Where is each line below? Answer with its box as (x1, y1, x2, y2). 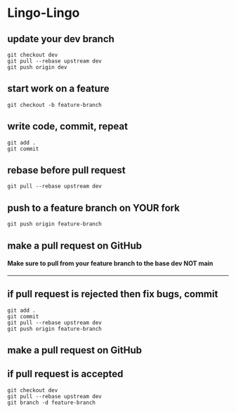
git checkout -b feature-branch (7, 101, 102, 108)
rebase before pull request (7, 164, 126, 176)
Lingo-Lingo (7, 5, 80, 21)
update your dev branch (7, 33, 114, 45)
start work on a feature (7, 83, 110, 95)
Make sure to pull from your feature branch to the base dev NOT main (7, 259, 214, 268)
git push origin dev (7, 64, 68, 71)
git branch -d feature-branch (7, 399, 96, 406)
